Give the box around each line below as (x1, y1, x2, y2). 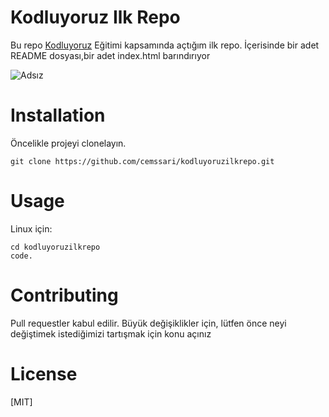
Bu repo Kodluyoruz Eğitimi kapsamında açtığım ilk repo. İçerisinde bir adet (10, 39, 320, 51)
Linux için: (10, 222, 53, 235)
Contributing (10, 284, 119, 306)
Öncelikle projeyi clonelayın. (10, 137, 127, 149)
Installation (10, 104, 106, 127)
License (10, 362, 78, 385)
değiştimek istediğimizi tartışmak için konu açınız (10, 327, 212, 340)
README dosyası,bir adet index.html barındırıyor (10, 49, 211, 61)
